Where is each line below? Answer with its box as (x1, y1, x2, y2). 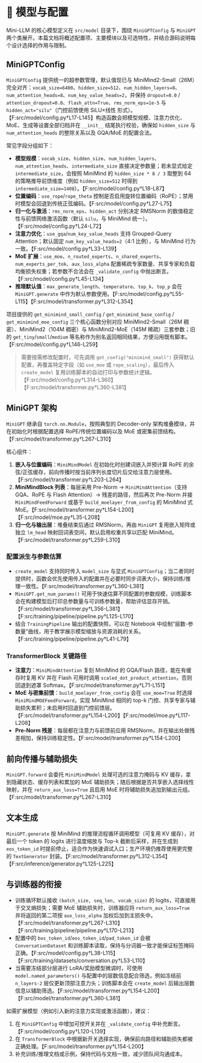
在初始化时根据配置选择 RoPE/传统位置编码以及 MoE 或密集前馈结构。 (6, 427, 179, 434)
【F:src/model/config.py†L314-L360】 (20, 376, 117, 383)
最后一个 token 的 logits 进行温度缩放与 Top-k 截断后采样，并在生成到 (6, 837, 179, 844)
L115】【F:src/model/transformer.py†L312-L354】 (14, 298, 136, 305)
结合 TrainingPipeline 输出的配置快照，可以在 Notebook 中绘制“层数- (14, 620, 188, 627)
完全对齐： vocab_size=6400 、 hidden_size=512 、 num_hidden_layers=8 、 (6, 84, 180, 91)
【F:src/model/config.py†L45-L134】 (14, 275, 107, 282)
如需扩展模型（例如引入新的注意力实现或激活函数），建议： (6, 1007, 151, 1014)
